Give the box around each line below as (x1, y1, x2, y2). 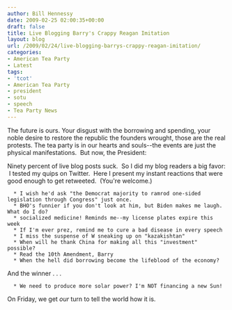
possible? (7, 245, 36, 252)
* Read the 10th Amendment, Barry (13, 251, 114, 258)
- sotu (7, 95, 26, 101)
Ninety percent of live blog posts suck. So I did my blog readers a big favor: (7, 161, 226, 170)
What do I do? (7, 208, 49, 215)
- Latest (7, 62, 33, 69)
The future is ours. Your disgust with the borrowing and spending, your (7, 126, 211, 134)
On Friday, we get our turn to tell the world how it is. (7, 295, 156, 303)
